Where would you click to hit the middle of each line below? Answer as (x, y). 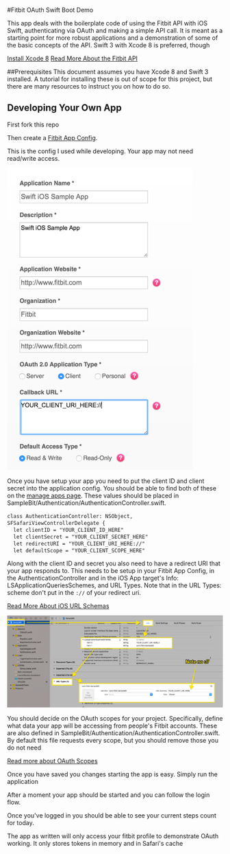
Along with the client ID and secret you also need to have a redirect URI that (114, 563)
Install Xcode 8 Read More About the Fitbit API (73, 58)
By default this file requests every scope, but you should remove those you (113, 740)
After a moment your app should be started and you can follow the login (108, 795)
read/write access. (34, 158)
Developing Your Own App (64, 108)
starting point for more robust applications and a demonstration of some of (113, 38)
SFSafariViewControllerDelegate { (56, 523)
